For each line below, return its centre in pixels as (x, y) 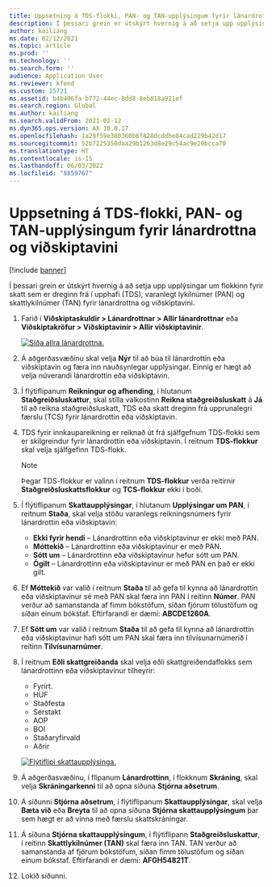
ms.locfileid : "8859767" (51, 174)
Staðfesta (49, 703)
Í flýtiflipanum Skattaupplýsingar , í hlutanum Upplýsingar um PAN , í (135, 504)
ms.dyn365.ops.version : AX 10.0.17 (69, 128)
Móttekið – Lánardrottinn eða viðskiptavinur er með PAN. (127, 546)
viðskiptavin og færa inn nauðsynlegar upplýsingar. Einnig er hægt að (136, 366)
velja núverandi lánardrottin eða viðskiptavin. (95, 375)
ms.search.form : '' (42, 69)
